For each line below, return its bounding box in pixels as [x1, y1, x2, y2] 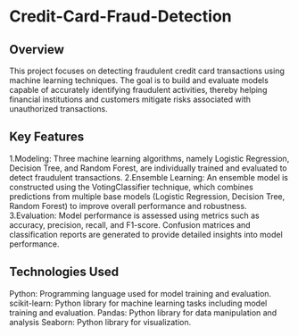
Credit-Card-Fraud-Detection [9, 6, 232, 27]
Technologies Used [9, 265, 119, 280]
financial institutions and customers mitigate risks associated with [9, 94, 252, 105]
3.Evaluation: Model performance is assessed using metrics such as [9, 210, 261, 221]
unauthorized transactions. [9, 104, 109, 113]
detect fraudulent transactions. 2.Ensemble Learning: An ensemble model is [9, 172, 288, 182]
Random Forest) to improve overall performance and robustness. [9, 200, 247, 211]
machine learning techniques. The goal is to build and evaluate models [9, 75, 269, 86]
